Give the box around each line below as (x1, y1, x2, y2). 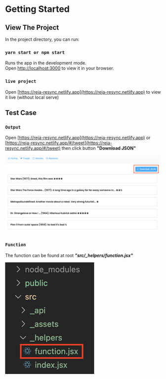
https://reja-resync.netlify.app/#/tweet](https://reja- (6, 140, 113, 146)
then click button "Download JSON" (61, 145, 136, 151)
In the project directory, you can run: (5, 36, 80, 42)
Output (5, 124, 21, 130)
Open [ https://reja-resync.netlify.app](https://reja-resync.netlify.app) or (5, 135, 151, 141)
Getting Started (5, 3, 70, 15)
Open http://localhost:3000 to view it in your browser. (5, 65, 115, 71)
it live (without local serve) (5, 94, 59, 100)
